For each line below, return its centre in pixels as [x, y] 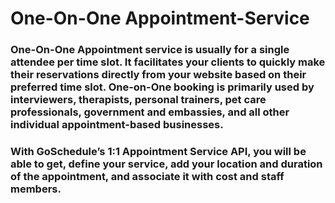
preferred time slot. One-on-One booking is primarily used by [162, 87]
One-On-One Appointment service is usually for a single [150, 50]
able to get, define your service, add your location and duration [166, 164]
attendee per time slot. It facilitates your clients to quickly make [168, 62]
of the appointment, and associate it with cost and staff [147, 177]
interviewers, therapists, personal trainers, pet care [138, 100]
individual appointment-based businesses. [117, 125]
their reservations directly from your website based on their [158, 75]
